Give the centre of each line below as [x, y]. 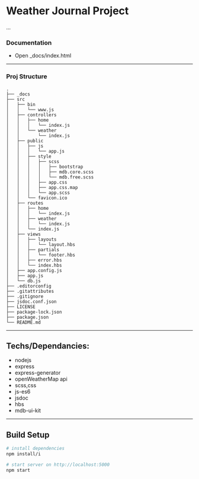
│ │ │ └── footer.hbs [41, 255]
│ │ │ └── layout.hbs [41, 244]
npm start [18, 470]
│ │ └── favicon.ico [37, 198]
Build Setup [28, 435]
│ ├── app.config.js [34, 270]
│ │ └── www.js [30, 110]
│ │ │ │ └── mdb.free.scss [50, 177]
